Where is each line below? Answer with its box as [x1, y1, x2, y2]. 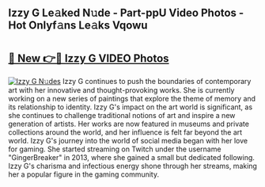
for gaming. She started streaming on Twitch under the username [8, 144, 221, 154]
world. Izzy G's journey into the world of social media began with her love [8, 136, 248, 145]
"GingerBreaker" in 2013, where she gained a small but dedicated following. [8, 153, 256, 162]
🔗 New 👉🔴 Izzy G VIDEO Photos [8, 52, 169, 65]
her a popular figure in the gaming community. [8, 170, 160, 179]
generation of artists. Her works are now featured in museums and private [8, 119, 249, 128]
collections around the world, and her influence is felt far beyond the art [8, 128, 243, 137]
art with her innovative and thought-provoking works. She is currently [8, 86, 235, 94]
